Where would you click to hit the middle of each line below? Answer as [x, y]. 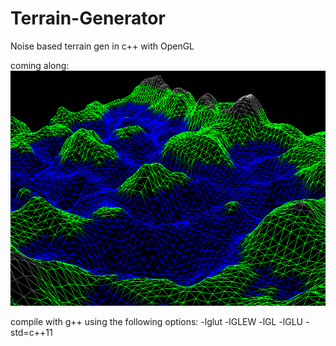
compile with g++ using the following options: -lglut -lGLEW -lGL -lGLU [156, 322]
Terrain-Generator [88, 18]
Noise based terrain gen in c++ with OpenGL [102, 46]
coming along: [40, 65]
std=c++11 [31, 333]
